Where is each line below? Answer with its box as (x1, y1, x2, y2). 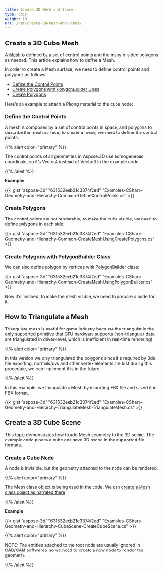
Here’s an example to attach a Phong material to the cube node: (5, 101, 134, 107)
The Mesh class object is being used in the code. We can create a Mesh (5, 484, 150, 490)
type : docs (5, 12, 27, 17)
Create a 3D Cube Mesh (5, 39, 79, 47)
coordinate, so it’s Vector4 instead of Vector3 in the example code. (5, 159, 140, 165)
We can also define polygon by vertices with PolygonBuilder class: (5, 264, 140, 270)
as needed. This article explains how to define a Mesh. (5, 57, 115, 63)
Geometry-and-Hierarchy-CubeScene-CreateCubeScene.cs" (5, 523, 129, 528)
